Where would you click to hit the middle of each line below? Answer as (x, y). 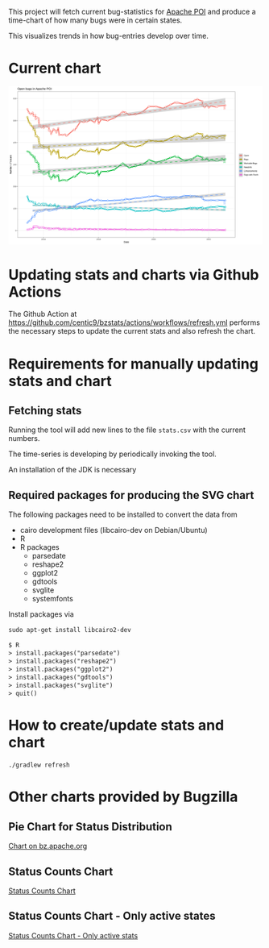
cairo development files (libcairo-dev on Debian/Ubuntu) (114, 530)
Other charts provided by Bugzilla (123, 797)
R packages (39, 547)
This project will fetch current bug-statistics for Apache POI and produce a (132, 12)
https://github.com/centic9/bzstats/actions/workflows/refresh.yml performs (134, 322)
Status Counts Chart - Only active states (112, 916)
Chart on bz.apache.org (48, 846)
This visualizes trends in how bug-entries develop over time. (109, 36)
